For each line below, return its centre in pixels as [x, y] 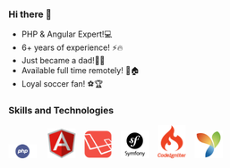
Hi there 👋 [30, 14]
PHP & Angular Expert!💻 [67, 34]
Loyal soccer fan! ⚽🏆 [62, 84]
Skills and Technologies [61, 111]
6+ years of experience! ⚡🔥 [72, 47]
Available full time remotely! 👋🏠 [81, 71]
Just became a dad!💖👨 [63, 61]
